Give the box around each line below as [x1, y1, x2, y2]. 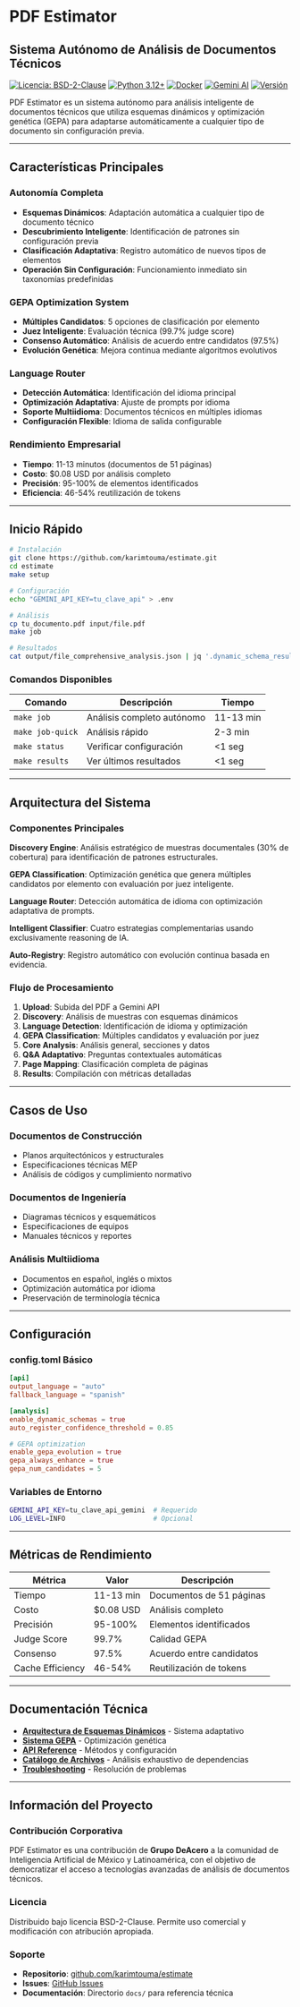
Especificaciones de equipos [21, 1221, 129, 1232]
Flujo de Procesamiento [9, 981, 114, 994]
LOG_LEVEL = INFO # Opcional [9, 1515, 194, 1524]
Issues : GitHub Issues [21, 1977, 104, 1988]
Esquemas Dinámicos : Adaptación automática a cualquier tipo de [21, 207, 265, 218]
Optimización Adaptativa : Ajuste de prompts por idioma [21, 397, 230, 408]
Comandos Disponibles [9, 673, 113, 686]
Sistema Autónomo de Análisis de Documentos [9, 42, 277, 57]
